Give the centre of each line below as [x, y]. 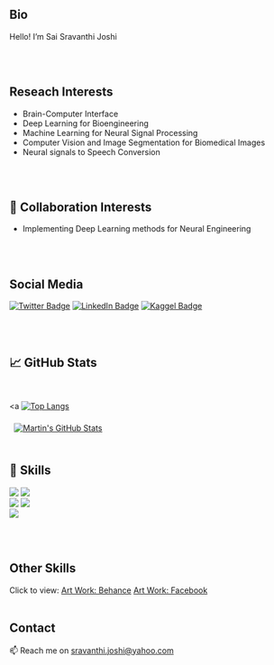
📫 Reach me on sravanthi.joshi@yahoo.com [91, 650]
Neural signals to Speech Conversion [91, 151]
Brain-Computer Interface [70, 114]
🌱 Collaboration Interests [81, 208]
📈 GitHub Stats [53, 363]
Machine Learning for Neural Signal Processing [110, 132]
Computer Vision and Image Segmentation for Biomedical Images [144, 142]
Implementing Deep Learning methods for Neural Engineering [137, 229]
